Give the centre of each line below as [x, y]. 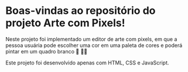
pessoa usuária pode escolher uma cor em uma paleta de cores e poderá [94, 45]
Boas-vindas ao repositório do [81, 11]
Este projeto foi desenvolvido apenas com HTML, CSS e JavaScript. [87, 63]
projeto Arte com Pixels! [65, 23]
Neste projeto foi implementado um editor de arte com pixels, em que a [91, 39]
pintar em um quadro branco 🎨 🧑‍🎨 [47, 51]
